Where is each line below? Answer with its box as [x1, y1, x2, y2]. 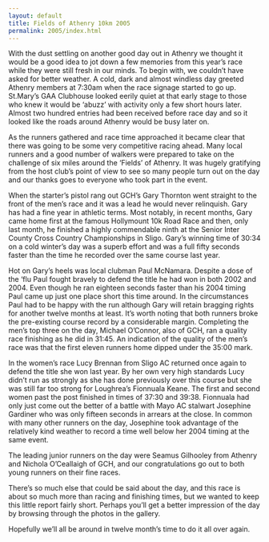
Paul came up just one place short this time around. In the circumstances [8, 291, 249, 301]
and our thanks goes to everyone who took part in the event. [8, 175, 208, 185]
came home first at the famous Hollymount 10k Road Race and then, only [8, 216, 249, 226]
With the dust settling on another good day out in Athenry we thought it [8, 49, 243, 59]
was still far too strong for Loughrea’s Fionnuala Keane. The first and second [8, 384, 260, 393]
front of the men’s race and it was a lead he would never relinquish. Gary [8, 199, 248, 209]
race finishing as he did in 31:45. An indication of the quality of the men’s [8, 334, 248, 344]
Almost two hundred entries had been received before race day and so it [8, 108, 248, 118]
